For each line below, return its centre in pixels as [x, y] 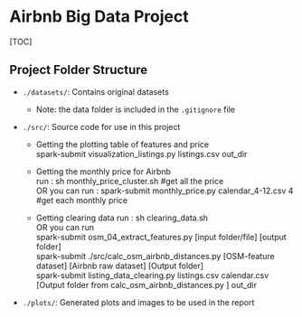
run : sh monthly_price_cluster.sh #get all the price [130, 181]
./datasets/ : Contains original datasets [95, 91]
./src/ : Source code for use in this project [101, 126]
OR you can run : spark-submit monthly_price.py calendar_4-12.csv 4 [165, 191]
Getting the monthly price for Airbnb [104, 171]
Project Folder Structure [79, 70]
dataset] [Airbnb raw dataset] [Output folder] [120, 266]
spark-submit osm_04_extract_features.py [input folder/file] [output [161, 237]
